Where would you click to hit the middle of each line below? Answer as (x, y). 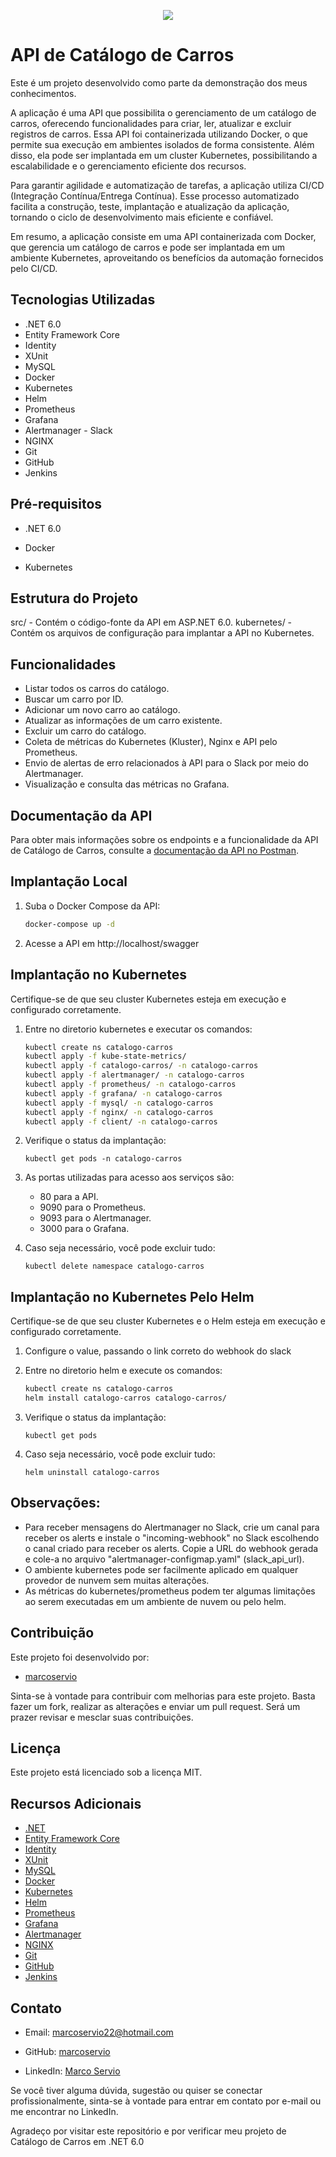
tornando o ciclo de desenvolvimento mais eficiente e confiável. (142, 217)
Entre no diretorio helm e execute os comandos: (123, 1371)
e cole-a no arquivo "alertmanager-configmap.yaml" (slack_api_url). (164, 1559)
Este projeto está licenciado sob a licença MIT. (106, 1772)
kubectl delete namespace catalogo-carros (114, 1266)
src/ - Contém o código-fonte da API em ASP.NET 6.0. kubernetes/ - (151, 622)
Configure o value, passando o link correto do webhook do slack (158, 1351)
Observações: (55, 1503)
